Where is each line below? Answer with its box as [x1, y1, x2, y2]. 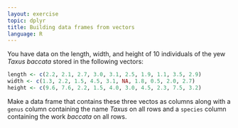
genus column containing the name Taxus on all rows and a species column [7, 105, 227, 113]
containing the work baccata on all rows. [7, 112, 127, 121]
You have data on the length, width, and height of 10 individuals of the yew [7, 50, 226, 58]
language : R [7, 30, 43, 38]
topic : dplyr [7, 17, 46, 24]
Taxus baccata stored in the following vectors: [7, 58, 144, 66]
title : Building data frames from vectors [7, 23, 135, 31]
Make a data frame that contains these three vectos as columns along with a [7, 97, 231, 105]
